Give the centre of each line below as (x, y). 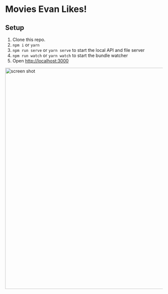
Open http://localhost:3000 (40, 61)
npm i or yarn (26, 45)
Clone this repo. (29, 39)
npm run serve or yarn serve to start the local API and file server (78, 50)
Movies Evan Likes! (46, 9)
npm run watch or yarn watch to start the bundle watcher (70, 55)
